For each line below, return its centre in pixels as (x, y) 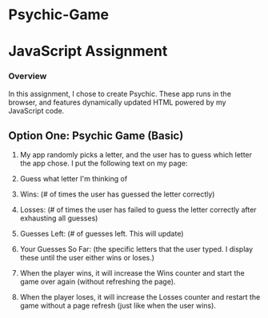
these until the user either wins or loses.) (87, 258)
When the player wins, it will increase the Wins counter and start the (132, 273)
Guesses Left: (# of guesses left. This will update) (102, 234)
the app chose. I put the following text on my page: (104, 163)
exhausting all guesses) (59, 218)
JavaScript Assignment (88, 52)
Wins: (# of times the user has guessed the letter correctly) (117, 194)
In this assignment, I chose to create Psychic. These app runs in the (120, 93)
